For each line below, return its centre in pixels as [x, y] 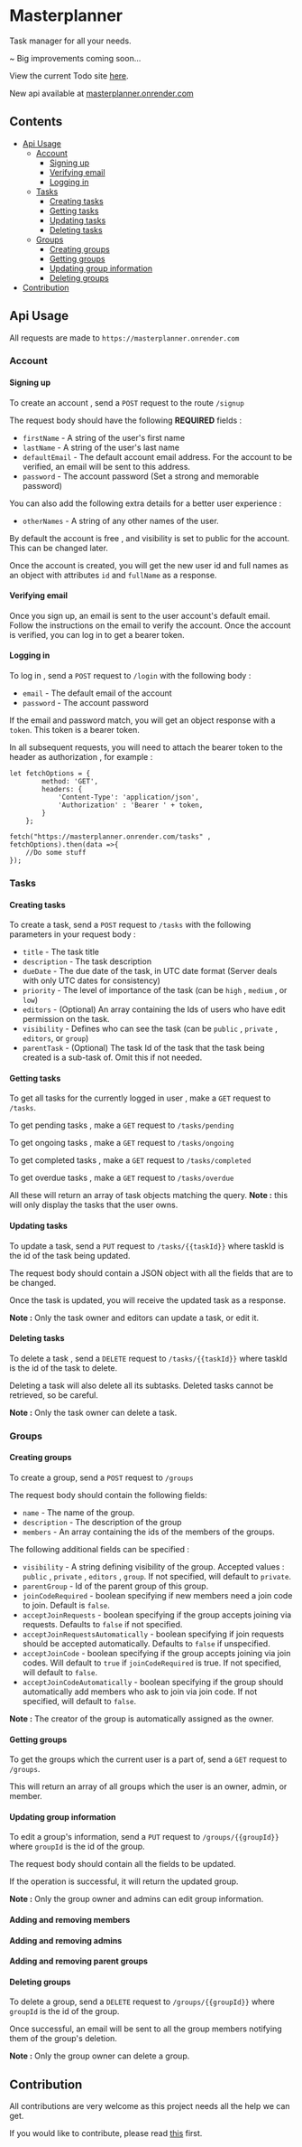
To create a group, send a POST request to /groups [101, 1477]
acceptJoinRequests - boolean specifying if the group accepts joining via [157, 1615]
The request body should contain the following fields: [108, 1495]
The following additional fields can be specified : [100, 1549]
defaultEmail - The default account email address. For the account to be [157, 456]
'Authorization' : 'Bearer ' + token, [130, 805]
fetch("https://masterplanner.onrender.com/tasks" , [110, 837]
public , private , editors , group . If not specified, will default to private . [156, 1576]
